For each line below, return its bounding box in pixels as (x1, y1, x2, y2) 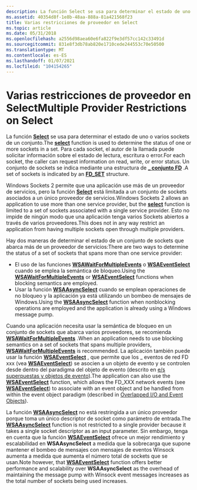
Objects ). (6, 398, 28, 405)
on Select (6, 114, 54, 127)
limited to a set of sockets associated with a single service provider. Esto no (6, 207, 190, 214)
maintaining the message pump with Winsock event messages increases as (6, 471, 189, 478)
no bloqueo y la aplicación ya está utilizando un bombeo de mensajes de (14, 292, 191, 299)
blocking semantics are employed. (14, 280, 98, 287)
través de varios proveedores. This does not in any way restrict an (6, 219, 165, 226)
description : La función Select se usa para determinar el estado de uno (6, 8, 191, 15)
